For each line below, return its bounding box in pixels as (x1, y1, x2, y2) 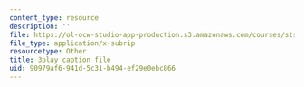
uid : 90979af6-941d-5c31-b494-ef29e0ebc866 (9, 64, 176, 73)
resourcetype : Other (9, 47, 88, 56)
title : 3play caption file (9, 55, 111, 64)
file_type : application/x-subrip (9, 38, 136, 48)
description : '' (9, 22, 71, 31)
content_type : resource (9, 13, 100, 23)
